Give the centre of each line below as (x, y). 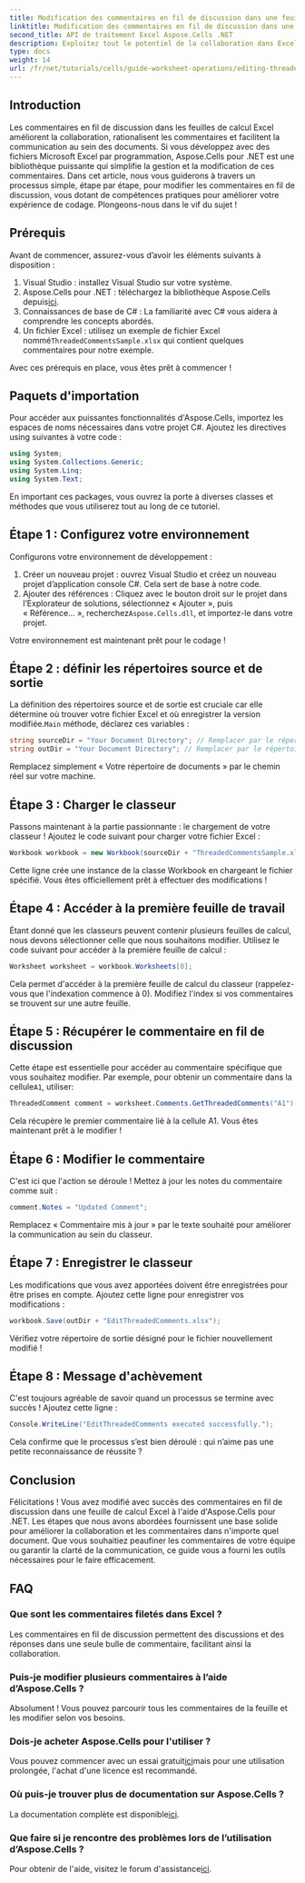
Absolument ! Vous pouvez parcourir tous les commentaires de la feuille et (148, 1709)
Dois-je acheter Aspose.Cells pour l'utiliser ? (110, 1741)
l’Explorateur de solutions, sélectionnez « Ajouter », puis (128, 603)
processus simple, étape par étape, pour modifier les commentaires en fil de (152, 185)
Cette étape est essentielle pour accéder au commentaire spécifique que (146, 1068)
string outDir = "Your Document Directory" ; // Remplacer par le (135, 749)
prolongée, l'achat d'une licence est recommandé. (103, 1771)
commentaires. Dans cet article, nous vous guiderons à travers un (133, 175)
